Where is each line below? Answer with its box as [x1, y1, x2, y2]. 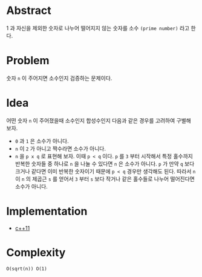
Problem [6, 54, 50, 67]
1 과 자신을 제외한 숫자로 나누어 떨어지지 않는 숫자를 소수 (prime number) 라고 [6, 24, 190, 32]
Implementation [6, 204, 88, 218]
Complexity [6, 245, 66, 259]
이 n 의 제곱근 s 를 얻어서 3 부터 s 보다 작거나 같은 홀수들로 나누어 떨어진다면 [15, 175, 195, 182]
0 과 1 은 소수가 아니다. [15, 137, 69, 144]
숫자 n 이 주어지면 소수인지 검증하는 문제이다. [6, 74, 112, 82]
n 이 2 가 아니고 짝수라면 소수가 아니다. [15, 145, 106, 152]
